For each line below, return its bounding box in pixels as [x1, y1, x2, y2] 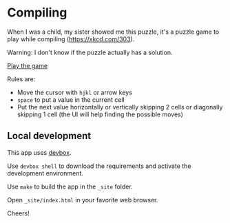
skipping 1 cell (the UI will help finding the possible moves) [17, 110, 184, 118]
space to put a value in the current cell [17, 95, 125, 104]
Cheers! [7, 209, 30, 217]
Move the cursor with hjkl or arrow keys [17, 88, 133, 96]
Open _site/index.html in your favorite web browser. [7, 195, 158, 204]
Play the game [7, 61, 48, 70]
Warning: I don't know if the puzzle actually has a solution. [7, 48, 173, 56]
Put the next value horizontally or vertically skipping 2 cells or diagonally [17, 103, 223, 111]
